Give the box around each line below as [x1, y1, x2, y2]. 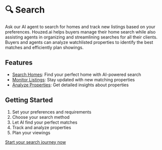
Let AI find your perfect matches [12, 119, 78, 125]
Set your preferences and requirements [12, 109, 92, 115]
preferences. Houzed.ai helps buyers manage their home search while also [5, 29, 156, 35]
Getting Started [5, 96, 53, 104]
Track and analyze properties [12, 124, 72, 130]
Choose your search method [12, 114, 70, 120]
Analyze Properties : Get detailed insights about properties [12, 82, 129, 88]
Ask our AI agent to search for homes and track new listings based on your [5, 23, 156, 30]
